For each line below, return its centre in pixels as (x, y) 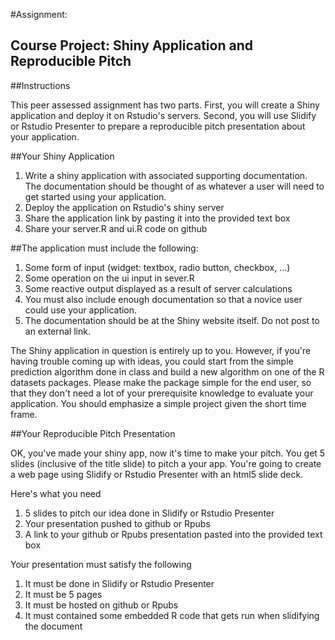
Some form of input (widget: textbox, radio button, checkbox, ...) (157, 267)
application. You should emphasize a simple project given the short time (158, 403)
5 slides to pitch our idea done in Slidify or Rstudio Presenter (149, 513)
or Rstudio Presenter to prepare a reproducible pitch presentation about (158, 126)
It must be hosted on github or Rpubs (101, 605)
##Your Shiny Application (62, 156)
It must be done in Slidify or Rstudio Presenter (119, 583)
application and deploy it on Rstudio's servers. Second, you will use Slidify (163, 115)
